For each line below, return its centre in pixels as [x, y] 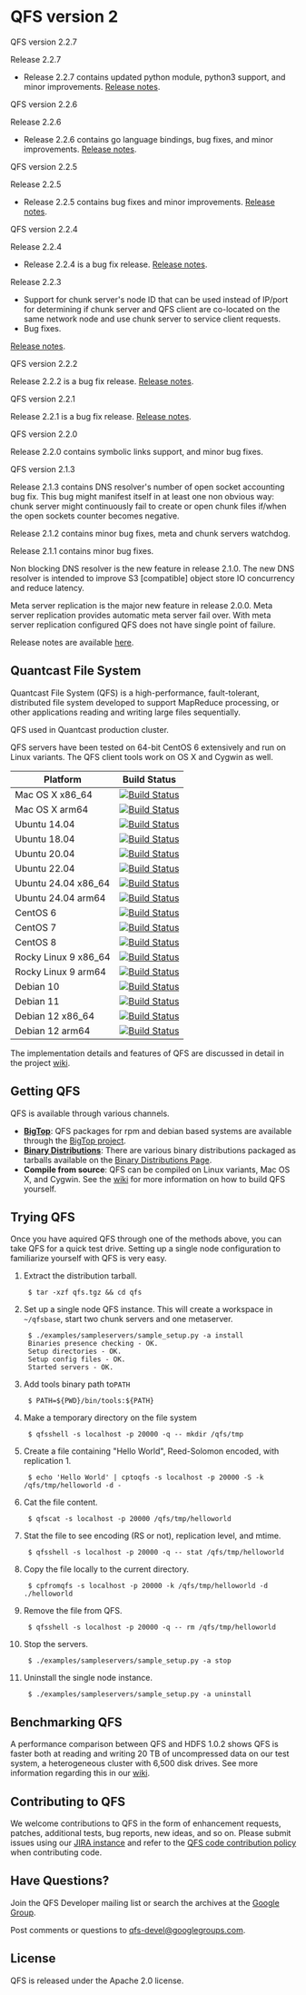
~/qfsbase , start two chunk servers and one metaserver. [128, 1319]
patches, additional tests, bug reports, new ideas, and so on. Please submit [151, 1833]
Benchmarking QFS [66, 1722]
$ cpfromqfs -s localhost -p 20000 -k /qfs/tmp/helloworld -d [148, 1586]
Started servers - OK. [71, 1368]
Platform [63, 779]
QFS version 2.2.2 [44, 363]
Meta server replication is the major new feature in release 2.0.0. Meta [142, 605]
